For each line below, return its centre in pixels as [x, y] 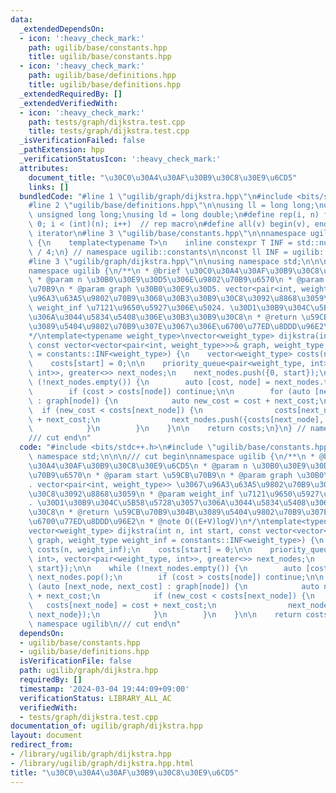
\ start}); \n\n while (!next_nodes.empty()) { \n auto [165, 568]
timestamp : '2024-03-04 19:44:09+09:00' [104, 689]
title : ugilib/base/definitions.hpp [105, 85]
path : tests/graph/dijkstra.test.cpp [107, 122]
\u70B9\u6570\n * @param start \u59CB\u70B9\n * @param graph [160, 475]
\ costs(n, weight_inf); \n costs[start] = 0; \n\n [140, 549]
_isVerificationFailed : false [82, 141]
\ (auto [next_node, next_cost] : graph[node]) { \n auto [174, 587]
